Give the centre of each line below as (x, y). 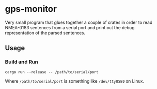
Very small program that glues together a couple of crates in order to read (79, 22)
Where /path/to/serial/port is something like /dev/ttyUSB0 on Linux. (75, 81)
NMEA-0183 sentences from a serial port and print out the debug (70, 27)
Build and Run (22, 62)
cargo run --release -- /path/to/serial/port (52, 72)
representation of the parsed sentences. (45, 33)
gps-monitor (31, 9)
